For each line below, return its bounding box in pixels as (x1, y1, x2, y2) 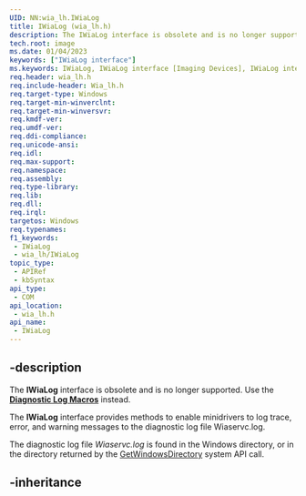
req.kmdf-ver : (9, 115, 64, 124)
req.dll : (9, 199, 43, 209)
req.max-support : (9, 157, 76, 167)
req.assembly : (9, 174, 64, 183)
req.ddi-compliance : (9, 132, 88, 141)
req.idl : (9, 148, 43, 157)
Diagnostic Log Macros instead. (9, 393, 131, 405)
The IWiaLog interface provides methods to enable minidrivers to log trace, (9, 411, 292, 422)
